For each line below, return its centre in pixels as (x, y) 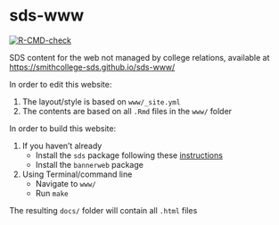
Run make (52, 193)
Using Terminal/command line (77, 174)
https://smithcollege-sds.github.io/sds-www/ (92, 67)
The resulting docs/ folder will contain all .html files (103, 210)
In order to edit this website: (61, 84)
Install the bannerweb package (90, 164)
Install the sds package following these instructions (129, 155)
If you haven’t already (62, 146)
